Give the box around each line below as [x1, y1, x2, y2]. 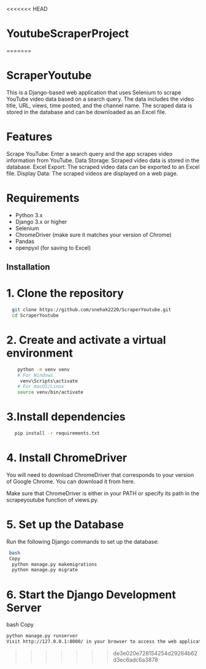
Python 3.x [15, 211, 43, 218]
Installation [6, 262, 50, 273]
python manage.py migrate [12, 567, 78, 573]
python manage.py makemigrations [12, 561, 97, 567]
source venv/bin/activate [17, 389, 84, 395]
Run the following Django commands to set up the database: [6, 538, 159, 545]
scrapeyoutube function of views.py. [6, 496, 99, 503]
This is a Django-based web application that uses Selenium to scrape [6, 88, 181, 96]
